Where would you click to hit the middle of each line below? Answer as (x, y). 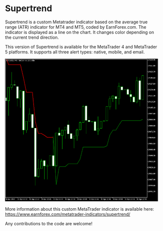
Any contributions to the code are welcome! (49, 224)
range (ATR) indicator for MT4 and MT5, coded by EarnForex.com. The (76, 27)
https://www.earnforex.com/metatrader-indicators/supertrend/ (68, 214)
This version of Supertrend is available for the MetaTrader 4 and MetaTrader (81, 47)
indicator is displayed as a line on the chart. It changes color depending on (80, 32)
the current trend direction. (32, 37)
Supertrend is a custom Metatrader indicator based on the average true (76, 22)
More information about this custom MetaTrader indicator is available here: (80, 209)
